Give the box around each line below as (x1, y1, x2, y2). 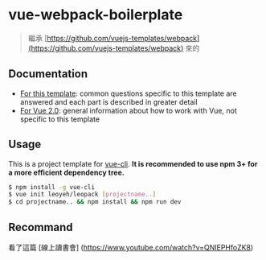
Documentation (8, 67, 88, 81)
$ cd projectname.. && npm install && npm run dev (8, 198, 182, 206)
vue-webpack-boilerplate (8, 6, 183, 24)
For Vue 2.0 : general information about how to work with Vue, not (19, 105, 237, 115)
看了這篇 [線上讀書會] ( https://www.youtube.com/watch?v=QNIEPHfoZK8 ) (8, 243, 254, 252)
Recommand (8, 220, 74, 234)
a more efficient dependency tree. (8, 167, 125, 177)
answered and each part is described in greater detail (19, 97, 198, 106)
